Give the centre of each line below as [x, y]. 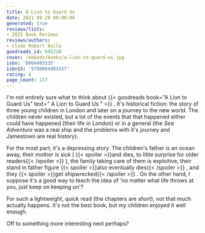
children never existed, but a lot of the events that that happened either [96, 117]
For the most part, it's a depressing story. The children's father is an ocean [100, 148]
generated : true [27, 23]
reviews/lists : [26, 29]
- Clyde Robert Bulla [34, 46]
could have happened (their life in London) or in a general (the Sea [90, 123]
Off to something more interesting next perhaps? [68, 224]
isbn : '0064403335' [31, 63]
